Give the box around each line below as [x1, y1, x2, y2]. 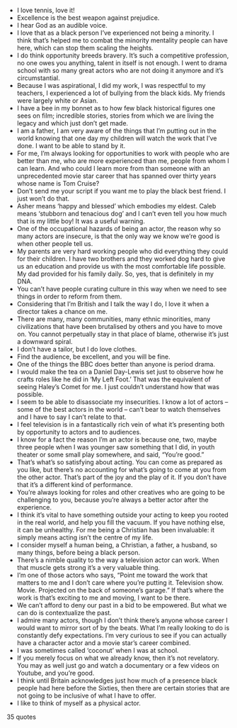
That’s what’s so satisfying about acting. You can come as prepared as [16, 458, 223, 466]
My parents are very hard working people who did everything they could [16, 247, 228, 255]
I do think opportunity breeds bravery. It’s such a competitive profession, [16, 51, 229, 60]
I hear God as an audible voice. [16, 21, 108, 29]
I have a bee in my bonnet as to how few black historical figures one [16, 104, 216, 112]
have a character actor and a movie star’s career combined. [16, 639, 191, 647]
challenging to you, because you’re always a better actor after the [16, 495, 209, 504]
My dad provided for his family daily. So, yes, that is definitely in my [16, 269, 214, 278]
